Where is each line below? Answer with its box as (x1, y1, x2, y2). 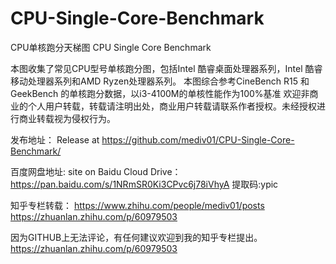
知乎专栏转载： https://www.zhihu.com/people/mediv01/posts (10, 199, 265, 211)
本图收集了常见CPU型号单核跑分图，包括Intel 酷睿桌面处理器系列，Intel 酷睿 (10, 62, 323, 74)
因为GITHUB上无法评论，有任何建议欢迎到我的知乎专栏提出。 (10, 231, 263, 243)
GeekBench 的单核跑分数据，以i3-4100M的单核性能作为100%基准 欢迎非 (10, 87, 310, 99)
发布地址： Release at (10, 133, 100, 146)
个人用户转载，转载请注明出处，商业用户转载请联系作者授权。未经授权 (27, 100, 317, 112)
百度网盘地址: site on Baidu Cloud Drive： (10, 165, 182, 177)
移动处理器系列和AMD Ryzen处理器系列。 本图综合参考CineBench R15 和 (10, 75, 310, 87)
